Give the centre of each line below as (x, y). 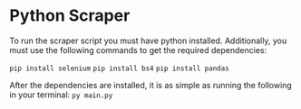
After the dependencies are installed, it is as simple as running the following (150, 85)
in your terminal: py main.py (61, 95)
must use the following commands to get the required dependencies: (138, 50)
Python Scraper (70, 16)
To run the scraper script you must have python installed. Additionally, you (148, 41)
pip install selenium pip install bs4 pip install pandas (119, 68)
